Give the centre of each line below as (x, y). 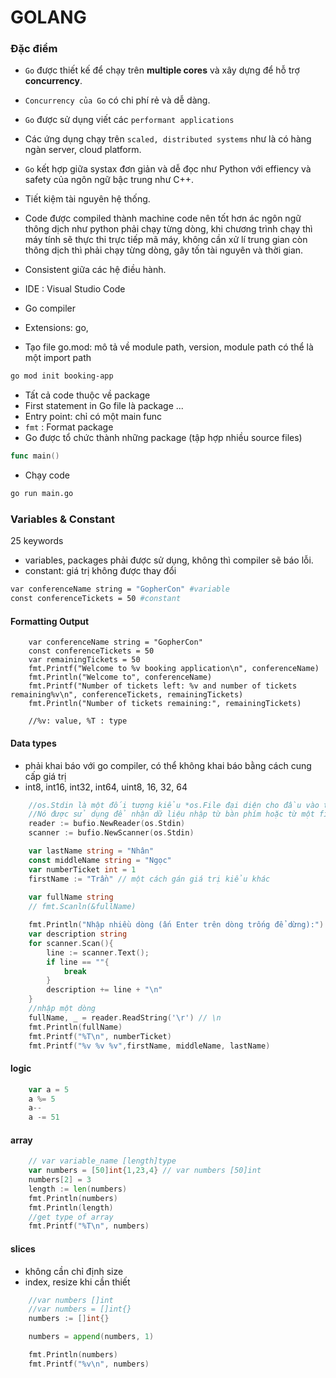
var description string (78, 934)
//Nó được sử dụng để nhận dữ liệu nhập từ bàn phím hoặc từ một (171, 814)
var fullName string (71, 897)
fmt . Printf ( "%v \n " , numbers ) (89, 1364)
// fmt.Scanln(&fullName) (82, 907)
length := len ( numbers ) (78, 1189)
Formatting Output (50, 621)
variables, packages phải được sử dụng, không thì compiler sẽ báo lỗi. (169, 560)
